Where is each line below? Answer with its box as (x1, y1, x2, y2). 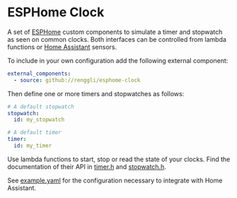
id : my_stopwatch (13, 116, 65, 124)
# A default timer (7, 129, 62, 136)
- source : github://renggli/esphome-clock (13, 76, 141, 83)
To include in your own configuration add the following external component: (7, 56, 229, 64)
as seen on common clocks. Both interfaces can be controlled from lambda (7, 35, 226, 43)
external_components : (7, 70, 71, 77)
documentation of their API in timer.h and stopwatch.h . (7, 162, 166, 170)
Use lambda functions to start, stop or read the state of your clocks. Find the (7, 155, 231, 163)
